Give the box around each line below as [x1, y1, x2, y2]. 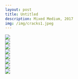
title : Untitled [5, 12, 38, 17]
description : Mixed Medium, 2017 [5, 16, 74, 21]
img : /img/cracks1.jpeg [5, 21, 54, 26]
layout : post [5, 7, 32, 12]
